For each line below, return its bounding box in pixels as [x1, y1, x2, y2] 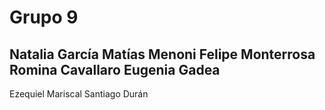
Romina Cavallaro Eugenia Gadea [9, 61, 221, 78]
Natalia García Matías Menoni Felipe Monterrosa [9, 46, 316, 63]
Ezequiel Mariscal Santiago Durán [9, 88, 149, 100]
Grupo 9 [9, 6, 79, 29]
